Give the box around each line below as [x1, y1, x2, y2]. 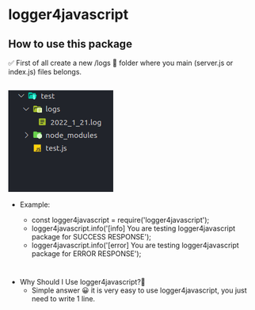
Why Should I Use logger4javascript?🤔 [19, 277, 146, 286]
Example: [19, 200, 51, 209]
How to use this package [8, 37, 133, 51]
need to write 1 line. [31, 293, 96, 303]
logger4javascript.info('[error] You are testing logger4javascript [31, 240, 239, 251]
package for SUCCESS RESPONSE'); [31, 232, 152, 242]
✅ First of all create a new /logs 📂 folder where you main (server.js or [8, 58, 234, 67]
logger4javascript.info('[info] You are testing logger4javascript [31, 224, 236, 233]
